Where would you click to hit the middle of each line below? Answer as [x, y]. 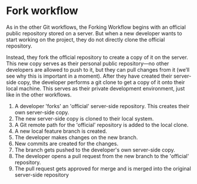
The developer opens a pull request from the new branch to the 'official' [102, 156]
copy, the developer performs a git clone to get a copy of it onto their [101, 82]
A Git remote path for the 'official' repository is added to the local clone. [101, 125]
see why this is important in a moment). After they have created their [89, 76]
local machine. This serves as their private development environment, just [96, 88]
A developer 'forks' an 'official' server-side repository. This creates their [102, 106]
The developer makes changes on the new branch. [76, 137]
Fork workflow [42, 11]
